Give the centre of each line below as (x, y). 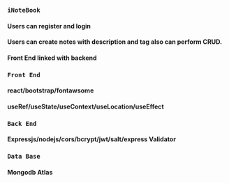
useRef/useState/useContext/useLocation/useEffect (86, 106)
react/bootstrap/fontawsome (51, 90)
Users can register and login (49, 26)
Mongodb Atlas (30, 172)
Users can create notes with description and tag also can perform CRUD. (115, 42)
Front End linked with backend (52, 58)
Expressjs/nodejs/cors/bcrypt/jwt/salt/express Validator (92, 139)
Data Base (24, 157)
